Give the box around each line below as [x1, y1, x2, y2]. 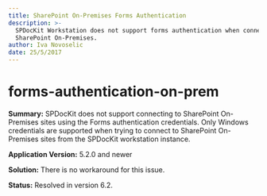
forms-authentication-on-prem [8, 83, 219, 101]
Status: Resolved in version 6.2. [8, 180, 114, 190]
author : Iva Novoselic [8, 41, 83, 49]
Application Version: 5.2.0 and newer [8, 149, 133, 159]
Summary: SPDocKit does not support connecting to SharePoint [8, 109, 219, 118]
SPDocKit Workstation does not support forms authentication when [15, 26, 240, 34]
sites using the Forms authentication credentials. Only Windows [40, 117, 249, 127]
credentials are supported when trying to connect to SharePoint [8, 125, 217, 135]
